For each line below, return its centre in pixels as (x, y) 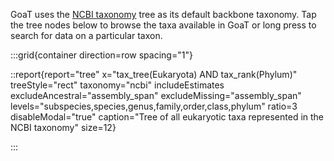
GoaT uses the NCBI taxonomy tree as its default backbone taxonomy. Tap (163, 14)
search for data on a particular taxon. (86, 35)
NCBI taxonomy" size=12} (63, 127)
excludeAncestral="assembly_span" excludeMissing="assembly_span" (156, 95)
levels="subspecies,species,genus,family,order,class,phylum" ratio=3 (154, 106)
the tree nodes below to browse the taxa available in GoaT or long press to (163, 25)
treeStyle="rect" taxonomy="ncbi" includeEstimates (117, 85)
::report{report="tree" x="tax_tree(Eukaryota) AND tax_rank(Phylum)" (154, 74)
